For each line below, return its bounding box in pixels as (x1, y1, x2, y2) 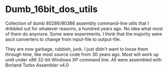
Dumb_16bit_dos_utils (5, 4, 98, 15)
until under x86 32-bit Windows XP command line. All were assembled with (5, 56, 162, 62)
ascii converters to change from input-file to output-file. (5, 36, 121, 42)
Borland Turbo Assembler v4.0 (5, 62, 69, 68)
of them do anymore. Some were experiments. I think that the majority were (5, 31, 162, 37)
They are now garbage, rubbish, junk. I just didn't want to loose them (5, 46, 148, 52)
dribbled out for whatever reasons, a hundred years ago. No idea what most (5, 25, 163, 31)
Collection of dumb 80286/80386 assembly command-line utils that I (5, 20, 149, 26)
